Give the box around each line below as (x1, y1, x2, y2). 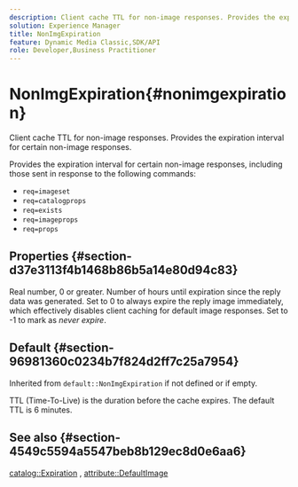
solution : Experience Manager (9, 21, 122, 30)
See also (9, 430, 58, 445)
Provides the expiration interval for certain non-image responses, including (9, 159, 283, 169)
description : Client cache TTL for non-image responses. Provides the (9, 12, 276, 22)
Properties (9, 249, 69, 264)
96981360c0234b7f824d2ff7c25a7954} (9, 354, 239, 369)
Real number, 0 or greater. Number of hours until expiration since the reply (9, 286, 281, 297)
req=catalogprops (21, 197, 87, 206)
